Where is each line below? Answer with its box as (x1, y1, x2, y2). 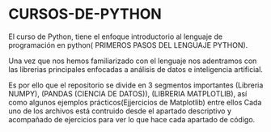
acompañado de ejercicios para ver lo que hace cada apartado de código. (8, 114, 256, 124)
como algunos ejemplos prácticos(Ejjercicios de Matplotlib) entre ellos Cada (8, 97, 262, 107)
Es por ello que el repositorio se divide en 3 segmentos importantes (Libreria (8, 80, 264, 90)
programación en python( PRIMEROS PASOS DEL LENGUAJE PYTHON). (8, 40, 248, 49)
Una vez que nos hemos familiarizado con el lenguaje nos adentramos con (8, 56, 257, 66)
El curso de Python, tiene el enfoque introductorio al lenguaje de (8, 32, 223, 41)
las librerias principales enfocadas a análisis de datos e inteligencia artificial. (8, 64, 263, 74)
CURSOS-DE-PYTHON (8, 5, 162, 23)
